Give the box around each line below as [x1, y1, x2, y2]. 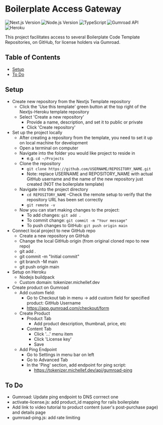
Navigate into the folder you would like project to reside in [19, 150, 135, 156]
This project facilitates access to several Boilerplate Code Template [5, 34, 140, 40]
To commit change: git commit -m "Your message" [26, 217, 128, 223]
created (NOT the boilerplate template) [26, 181, 105, 187]
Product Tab [26, 315, 52, 321]
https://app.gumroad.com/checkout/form [26, 305, 109, 311]
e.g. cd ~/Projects [26, 155, 64, 161]
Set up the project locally [12, 129, 62, 135]
